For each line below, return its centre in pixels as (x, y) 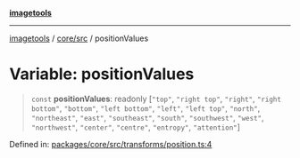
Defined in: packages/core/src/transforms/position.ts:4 (111, 144)
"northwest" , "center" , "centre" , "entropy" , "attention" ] (136, 127)
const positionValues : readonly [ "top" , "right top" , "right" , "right (156, 99)
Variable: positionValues (102, 74)
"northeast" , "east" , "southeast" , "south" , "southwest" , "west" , (148, 117)
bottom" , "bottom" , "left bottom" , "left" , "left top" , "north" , (146, 108)
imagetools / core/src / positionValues (79, 38)
